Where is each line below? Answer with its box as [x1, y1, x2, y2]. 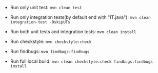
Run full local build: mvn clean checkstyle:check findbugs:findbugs [10, 58, 153, 64]
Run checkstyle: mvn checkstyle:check [10, 38, 92, 44]
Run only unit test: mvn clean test [10, 5, 82, 10]
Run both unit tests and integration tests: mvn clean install [10, 29, 136, 35]
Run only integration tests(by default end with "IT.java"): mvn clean [10, 14, 151, 20]
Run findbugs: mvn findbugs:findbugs [10, 48, 90, 54]
